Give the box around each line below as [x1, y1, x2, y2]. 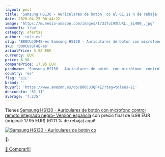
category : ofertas [5, 30, 43, 35]
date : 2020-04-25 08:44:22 [5, 16, 60, 21]
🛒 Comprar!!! [5, 146, 31, 152]
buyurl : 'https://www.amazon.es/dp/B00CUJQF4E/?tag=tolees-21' [5, 84, 137, 90]
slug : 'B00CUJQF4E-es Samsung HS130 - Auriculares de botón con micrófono [5, 39, 162, 44]
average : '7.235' [5, 94, 41, 99]
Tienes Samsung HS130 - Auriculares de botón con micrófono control [5, 107, 146, 113]
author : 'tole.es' [5, 35, 43, 40]
